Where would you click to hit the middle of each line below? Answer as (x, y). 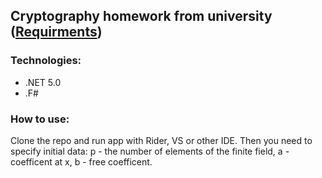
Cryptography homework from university (141, 16)
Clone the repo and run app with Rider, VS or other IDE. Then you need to (161, 140)
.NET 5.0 (43, 82)
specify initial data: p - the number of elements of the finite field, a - (150, 151)
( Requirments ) (56, 32)
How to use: (40, 119)
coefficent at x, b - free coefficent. (81, 161)
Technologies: (46, 61)
